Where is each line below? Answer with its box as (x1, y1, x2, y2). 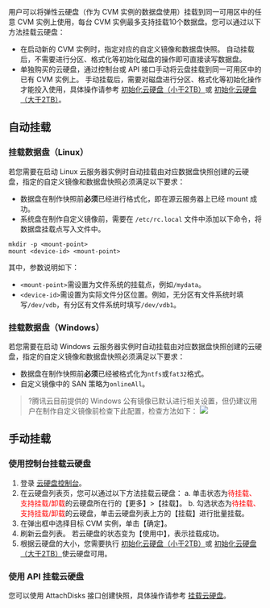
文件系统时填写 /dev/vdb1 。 (91, 299, 181, 309)
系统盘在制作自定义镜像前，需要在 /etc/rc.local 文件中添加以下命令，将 (19, 214, 262, 223)
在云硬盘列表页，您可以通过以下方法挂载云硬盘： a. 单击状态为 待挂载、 (19, 488, 256, 498)
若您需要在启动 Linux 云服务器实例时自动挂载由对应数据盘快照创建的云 (8, 166, 243, 176)
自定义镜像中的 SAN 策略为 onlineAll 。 (19, 378, 150, 389)
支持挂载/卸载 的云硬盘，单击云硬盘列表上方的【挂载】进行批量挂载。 (19, 508, 249, 518)
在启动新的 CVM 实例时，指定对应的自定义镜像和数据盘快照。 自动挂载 (19, 44, 255, 54)
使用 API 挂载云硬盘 (8, 571, 85, 582)
